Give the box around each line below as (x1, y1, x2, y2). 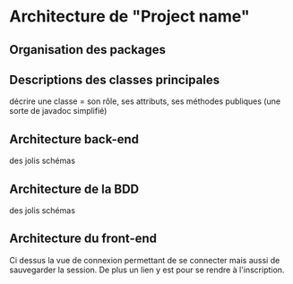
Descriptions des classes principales (9, 72, 220, 87)
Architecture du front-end (9, 231, 158, 246)
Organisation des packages (9, 42, 167, 57)
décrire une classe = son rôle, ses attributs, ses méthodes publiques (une (9, 96, 280, 107)
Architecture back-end (9, 132, 140, 147)
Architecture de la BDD (9, 181, 140, 196)
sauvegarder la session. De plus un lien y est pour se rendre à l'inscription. (9, 264, 285, 275)
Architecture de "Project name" (9, 6, 250, 27)
